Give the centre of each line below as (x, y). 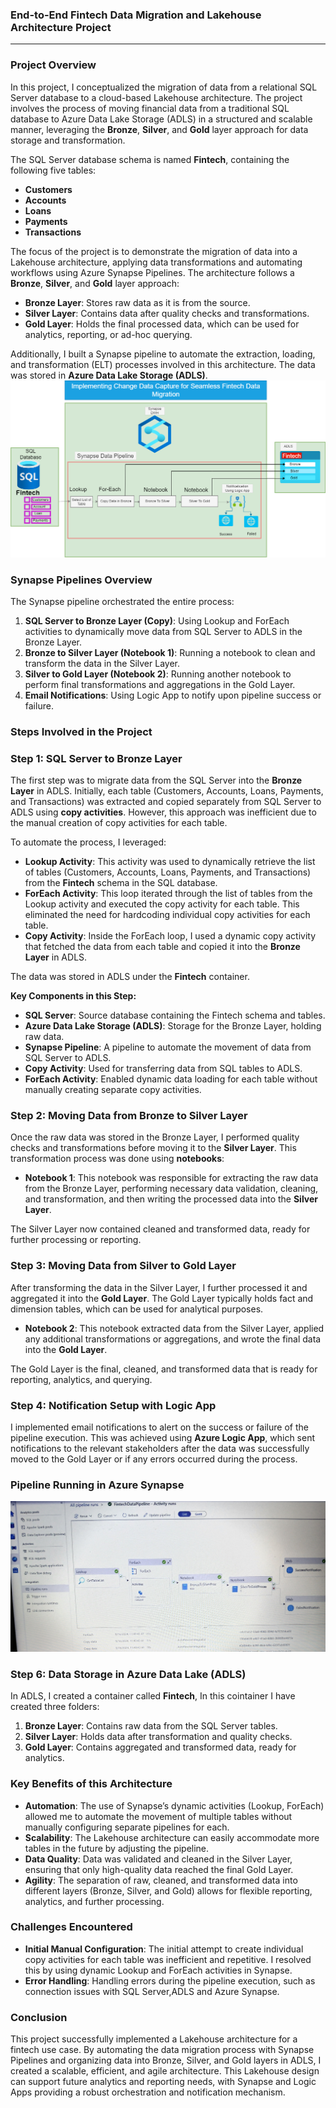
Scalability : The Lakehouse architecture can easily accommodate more (172, 1837)
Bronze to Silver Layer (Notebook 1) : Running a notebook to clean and (170, 652)
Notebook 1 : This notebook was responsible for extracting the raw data (171, 1178)
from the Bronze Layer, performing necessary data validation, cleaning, (171, 1189)
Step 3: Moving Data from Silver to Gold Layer (123, 1266)
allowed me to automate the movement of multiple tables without (158, 1816)
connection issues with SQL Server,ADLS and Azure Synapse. (152, 1991)
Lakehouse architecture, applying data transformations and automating (156, 262)
